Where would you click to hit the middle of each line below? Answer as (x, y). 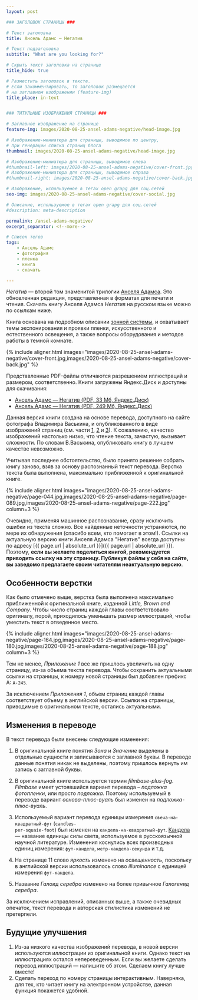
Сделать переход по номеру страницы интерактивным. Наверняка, (100, 978)
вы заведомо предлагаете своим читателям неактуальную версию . (95, 564)
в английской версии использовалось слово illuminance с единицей (100, 866)
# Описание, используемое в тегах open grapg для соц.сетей (82, 205)
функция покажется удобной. (52, 991)
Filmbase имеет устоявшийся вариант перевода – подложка (91, 787)
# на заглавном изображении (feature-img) (59, 92)
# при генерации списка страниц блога (54, 145)
